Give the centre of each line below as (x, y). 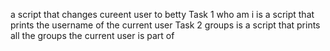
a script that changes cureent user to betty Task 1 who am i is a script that (162, 14)
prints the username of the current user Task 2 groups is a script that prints (165, 25)
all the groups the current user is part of (92, 35)
